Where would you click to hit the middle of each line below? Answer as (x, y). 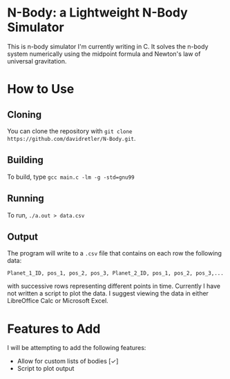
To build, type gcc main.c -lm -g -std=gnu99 (71, 177)
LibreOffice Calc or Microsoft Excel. (58, 301)
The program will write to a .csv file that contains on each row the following (115, 253)
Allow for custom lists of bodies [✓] (68, 361)
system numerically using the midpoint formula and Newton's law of (104, 54)
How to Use (41, 89)
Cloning (25, 114)
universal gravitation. (37, 61)
